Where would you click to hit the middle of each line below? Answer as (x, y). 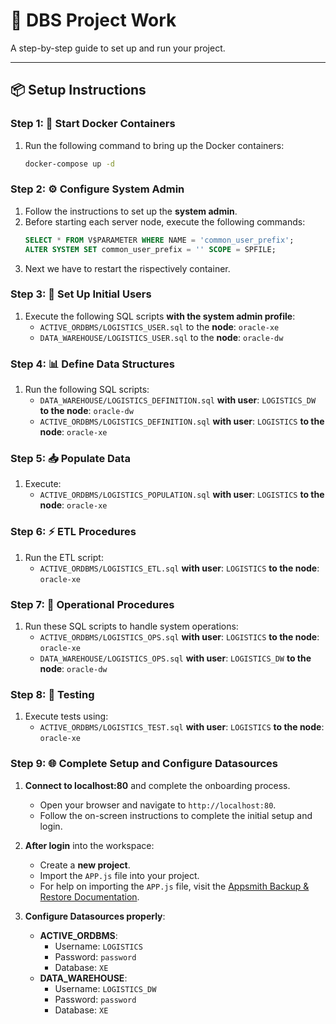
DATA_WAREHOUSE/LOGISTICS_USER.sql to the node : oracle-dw (161, 337)
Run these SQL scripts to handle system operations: (131, 626)
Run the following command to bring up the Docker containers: (154, 145)
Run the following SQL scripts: (87, 390)
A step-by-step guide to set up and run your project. (118, 48)
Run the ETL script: (64, 557)
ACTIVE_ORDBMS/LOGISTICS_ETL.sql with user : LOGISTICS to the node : (179, 568)
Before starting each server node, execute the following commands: (165, 221)
